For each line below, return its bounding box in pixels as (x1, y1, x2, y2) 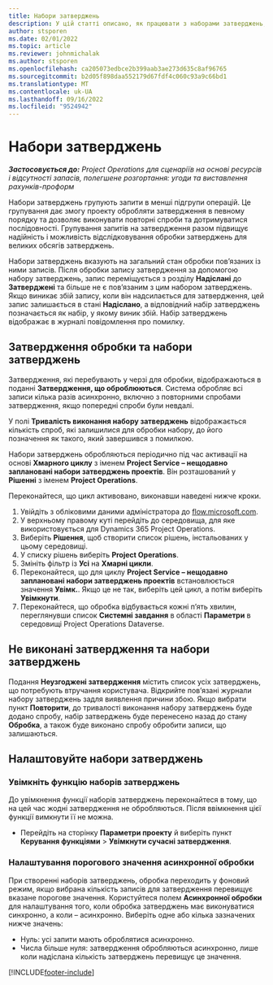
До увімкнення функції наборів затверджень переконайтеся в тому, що (8, 795, 258, 805)
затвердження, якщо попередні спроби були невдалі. (8, 400, 195, 410)
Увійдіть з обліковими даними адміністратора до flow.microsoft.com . (19, 506, 258, 516)
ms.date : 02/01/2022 (8, 34, 79, 43)
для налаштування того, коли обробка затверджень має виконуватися (8, 901, 254, 911)
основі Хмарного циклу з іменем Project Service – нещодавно (8, 458, 228, 467)
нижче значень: (8, 918, 63, 928)
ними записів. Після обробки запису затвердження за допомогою (8, 265, 238, 275)
